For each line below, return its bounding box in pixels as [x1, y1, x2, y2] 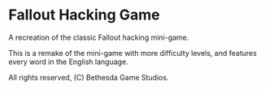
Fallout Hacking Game [8, 6, 160, 24]
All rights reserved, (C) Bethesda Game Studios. [8, 72, 169, 82]
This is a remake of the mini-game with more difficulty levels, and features [8, 48, 258, 58]
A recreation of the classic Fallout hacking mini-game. [8, 32, 189, 42]
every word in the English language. [8, 57, 128, 66]
